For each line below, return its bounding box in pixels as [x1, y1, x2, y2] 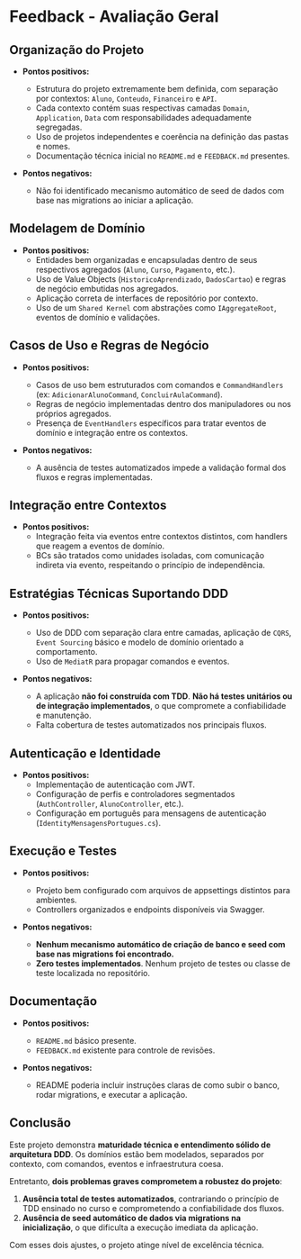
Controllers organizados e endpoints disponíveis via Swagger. [35, 903, 265, 915]
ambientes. [35, 894, 78, 905]
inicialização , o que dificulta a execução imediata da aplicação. [22, 1222, 259, 1233]
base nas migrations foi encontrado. [35, 948, 175, 959]
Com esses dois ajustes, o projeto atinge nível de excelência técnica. [9, 1239, 265, 1250]
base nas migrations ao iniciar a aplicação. [35, 195, 194, 205]
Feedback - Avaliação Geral [9, 6, 219, 27]
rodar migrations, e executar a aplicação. [35, 1089, 188, 1100]
